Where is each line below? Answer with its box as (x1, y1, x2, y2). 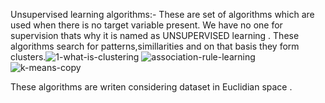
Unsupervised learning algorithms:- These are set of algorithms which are (10, 9, 315, 20)
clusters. (10, 51, 47, 63)
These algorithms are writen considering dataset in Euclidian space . (10, 81, 293, 93)
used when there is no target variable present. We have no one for (10, 19, 283, 31)
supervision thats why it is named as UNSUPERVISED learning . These (10, 30, 300, 41)
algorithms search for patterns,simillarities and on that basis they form (10, 40, 300, 52)
